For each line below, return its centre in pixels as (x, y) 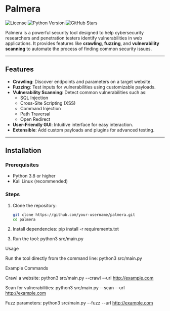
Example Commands (27, 268)
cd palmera (24, 219)
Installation (23, 150)
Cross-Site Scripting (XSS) (48, 103)
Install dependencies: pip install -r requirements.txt (66, 229)
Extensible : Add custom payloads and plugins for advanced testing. (83, 130)
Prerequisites (22, 165)
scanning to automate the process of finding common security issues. (79, 49)
